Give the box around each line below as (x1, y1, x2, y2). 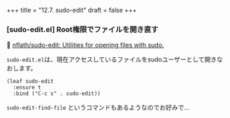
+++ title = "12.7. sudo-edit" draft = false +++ (6, 6, 137, 14)
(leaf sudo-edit (6, 78, 54, 85)
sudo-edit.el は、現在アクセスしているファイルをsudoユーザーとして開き (6, 55, 217, 64)
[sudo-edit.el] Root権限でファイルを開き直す (6, 24, 159, 34)
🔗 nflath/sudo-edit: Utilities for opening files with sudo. (6, 41, 164, 50)
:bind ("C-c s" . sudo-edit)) (13, 90, 101, 97)
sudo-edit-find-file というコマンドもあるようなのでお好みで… (6, 103, 190, 112)
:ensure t (13, 84, 41, 91)
